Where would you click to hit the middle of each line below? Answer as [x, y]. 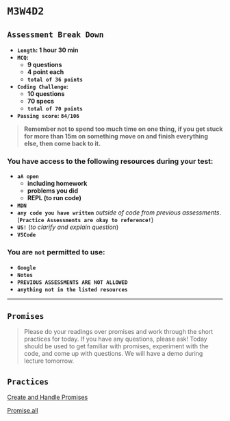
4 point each [46, 72]
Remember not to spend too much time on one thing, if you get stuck [123, 129]
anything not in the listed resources [72, 289]
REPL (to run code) [54, 198]
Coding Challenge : [43, 86]
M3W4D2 [26, 11]
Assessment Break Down [55, 34]
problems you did [53, 191]
